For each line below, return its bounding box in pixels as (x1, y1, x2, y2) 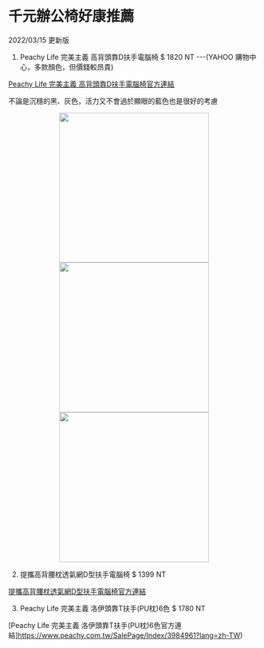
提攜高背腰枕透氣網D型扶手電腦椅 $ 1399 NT (19, 569, 166, 579)
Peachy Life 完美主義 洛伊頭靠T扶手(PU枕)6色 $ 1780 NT (19, 603, 206, 613)
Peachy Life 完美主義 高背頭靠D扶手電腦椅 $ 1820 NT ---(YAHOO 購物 (19, 52, 250, 62)
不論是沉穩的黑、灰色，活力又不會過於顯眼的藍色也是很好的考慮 (8, 96, 218, 105)
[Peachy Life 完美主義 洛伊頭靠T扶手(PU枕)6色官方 (8, 620, 175, 630)
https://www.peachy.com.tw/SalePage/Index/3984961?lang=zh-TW (18, 630, 241, 640)
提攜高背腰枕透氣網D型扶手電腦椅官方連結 (8, 586, 147, 596)
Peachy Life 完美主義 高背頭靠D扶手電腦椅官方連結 (8, 79, 175, 89)
